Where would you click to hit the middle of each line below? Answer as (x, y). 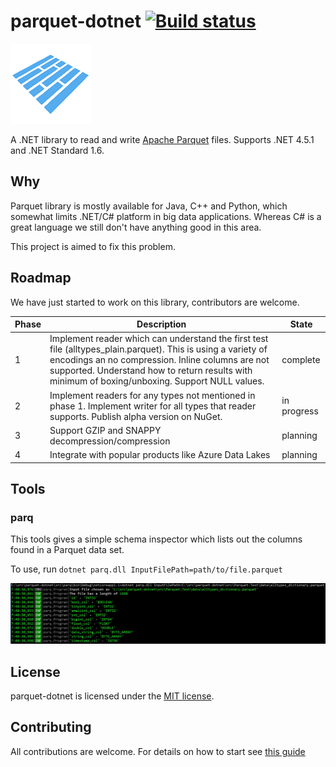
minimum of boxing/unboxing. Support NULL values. (157, 381)
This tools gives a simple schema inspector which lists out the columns (156, 539)
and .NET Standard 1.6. (57, 150)
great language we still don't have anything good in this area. (136, 227)
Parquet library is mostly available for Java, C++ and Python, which (149, 206)
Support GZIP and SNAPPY (105, 430)
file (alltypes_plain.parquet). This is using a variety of (158, 349)
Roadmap (41, 278)
